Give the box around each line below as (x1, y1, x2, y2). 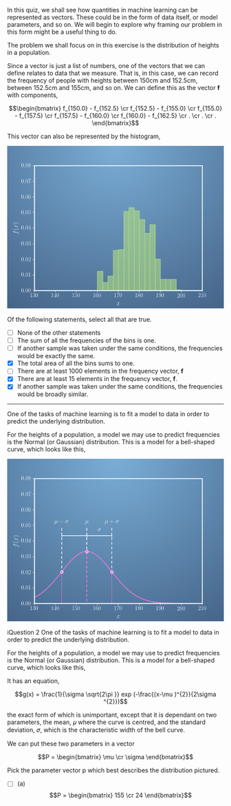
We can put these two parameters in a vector (7, 739, 135, 748)
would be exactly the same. (16, 352, 96, 360)
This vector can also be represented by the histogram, (7, 132, 161, 140)
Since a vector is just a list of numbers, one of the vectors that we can (7, 62, 206, 69)
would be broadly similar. (16, 390, 89, 398)
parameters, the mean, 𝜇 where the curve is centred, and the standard (7, 718, 206, 726)
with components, (7, 91, 58, 99)
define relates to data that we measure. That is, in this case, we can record (7, 69, 219, 77)
